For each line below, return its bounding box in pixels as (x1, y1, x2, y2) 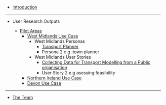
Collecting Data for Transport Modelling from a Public (41, 59, 151, 65)
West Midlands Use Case (27, 33, 79, 39)
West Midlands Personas (34, 38, 85, 44)
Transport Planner (41, 44, 79, 49)
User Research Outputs (12, 18, 60, 24)
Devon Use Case (27, 80, 62, 86)
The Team (12, 95, 33, 100)
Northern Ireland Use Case (27, 75, 82, 81)
